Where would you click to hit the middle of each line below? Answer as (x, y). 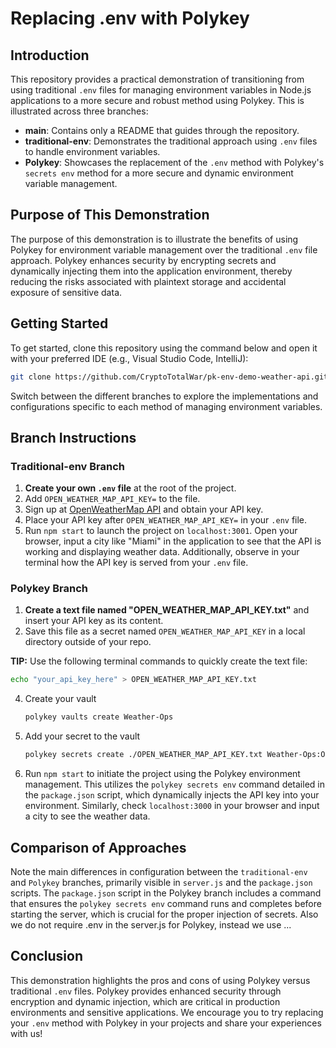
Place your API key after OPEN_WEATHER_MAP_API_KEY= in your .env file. (166, 520)
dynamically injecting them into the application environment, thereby (151, 271)
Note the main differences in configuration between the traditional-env (159, 871)
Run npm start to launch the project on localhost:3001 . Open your (161, 531)
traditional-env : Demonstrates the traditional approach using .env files (171, 141)
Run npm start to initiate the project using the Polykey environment (162, 774)
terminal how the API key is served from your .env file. (136, 563)
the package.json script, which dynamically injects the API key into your (172, 795)
